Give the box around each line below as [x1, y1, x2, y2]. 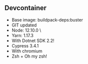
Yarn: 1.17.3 [11, 32, 34, 38]
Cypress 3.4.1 [11, 43, 39, 48]
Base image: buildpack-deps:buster [11, 17, 83, 22]
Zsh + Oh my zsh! [11, 53, 47, 59]
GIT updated [11, 22, 37, 28]
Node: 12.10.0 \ [11, 27, 42, 33]
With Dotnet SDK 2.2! [11, 38, 54, 43]
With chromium [11, 48, 42, 54]
